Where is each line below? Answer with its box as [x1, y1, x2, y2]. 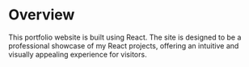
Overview [8, 6, 75, 24]
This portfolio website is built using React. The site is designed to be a [8, 32, 242, 42]
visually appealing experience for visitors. [8, 49, 147, 59]
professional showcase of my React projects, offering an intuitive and [8, 40, 239, 50]
